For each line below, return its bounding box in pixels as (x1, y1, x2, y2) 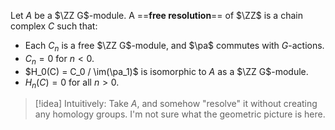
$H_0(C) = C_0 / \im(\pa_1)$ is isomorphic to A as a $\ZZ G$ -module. (24, 65, 309, 77)
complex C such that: (10, 20, 98, 32)
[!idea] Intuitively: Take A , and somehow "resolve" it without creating (34, 98, 318, 110)
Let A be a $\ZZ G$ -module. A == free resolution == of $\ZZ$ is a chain (10, 10, 303, 21)
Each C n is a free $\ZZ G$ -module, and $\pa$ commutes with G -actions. (24, 40, 325, 54)
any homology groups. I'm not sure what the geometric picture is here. (34, 108, 326, 120)
